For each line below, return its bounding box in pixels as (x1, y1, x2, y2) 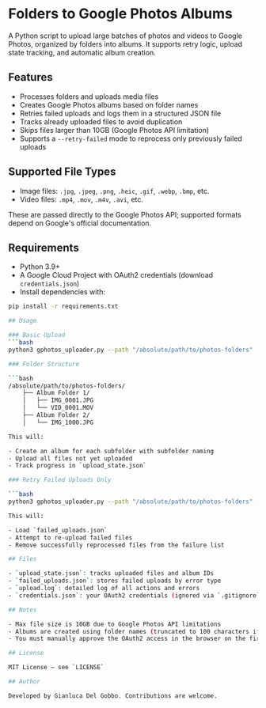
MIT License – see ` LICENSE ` (8, 664, 104, 672)
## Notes (8, 606, 37, 614)
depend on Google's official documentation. (8, 218, 152, 228)
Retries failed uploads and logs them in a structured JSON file (19, 108, 222, 118)
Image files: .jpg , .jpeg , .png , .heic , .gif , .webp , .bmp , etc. (19, 186, 210, 195)
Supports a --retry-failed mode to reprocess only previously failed (19, 134, 243, 143)
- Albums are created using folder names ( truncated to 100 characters (8, 627, 249, 635)
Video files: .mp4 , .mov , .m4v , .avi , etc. (19, 195, 144, 204)
